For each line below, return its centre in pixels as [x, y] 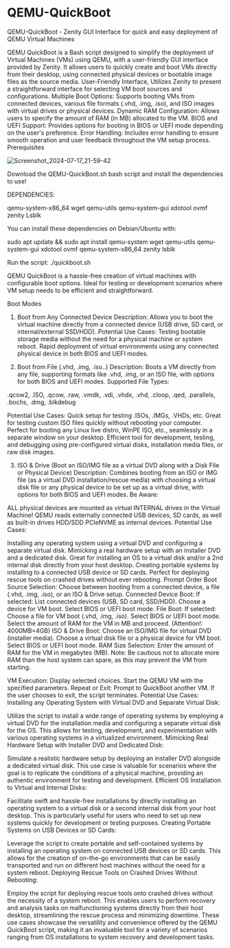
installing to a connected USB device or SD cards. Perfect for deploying [108, 572]
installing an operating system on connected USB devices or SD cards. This [114, 850]
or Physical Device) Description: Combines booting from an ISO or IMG [117, 472]
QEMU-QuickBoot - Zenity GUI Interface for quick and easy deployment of [113, 32]
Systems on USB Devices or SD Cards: [62, 830]
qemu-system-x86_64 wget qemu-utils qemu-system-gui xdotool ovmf [107, 208]
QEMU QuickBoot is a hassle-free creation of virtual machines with [102, 276]
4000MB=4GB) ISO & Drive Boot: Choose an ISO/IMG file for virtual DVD [109, 630]
